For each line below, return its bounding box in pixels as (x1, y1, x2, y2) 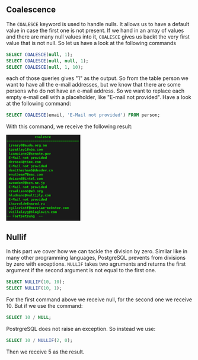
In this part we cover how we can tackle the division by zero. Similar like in (6, 248, 188, 255)
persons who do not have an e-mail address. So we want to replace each (6, 87, 185, 94)
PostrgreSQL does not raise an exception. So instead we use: (6, 326, 156, 333)
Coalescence (6, 5, 56, 15)
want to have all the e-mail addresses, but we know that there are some (6, 81, 181, 88)
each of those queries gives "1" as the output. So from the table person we (6, 75, 189, 82)
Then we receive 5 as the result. (6, 348, 85, 355)
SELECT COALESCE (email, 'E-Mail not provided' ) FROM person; (6, 112, 161, 118)
